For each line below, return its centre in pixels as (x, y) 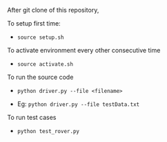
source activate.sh (45, 64)
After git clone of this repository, (53, 10)
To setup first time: (34, 23)
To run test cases (32, 117)
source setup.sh (40, 37)
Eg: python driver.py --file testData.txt (78, 104)
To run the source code (40, 77)
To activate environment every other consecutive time (84, 50)
